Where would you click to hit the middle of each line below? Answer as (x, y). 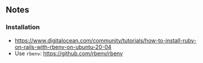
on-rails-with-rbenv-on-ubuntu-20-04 (63, 47)
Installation (23, 27)
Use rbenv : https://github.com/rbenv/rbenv (69, 53)
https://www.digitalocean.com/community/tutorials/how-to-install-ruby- (105, 40)
